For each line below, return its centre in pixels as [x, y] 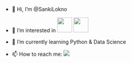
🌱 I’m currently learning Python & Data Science [69, 42]
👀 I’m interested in [34, 30]
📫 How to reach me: [37, 54]
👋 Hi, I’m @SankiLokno [39, 9]
